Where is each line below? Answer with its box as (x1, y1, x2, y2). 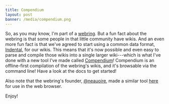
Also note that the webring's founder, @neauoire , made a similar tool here (5, 78, 159, 84)
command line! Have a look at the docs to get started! (5, 68, 117, 74)
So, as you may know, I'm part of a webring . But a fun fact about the (5, 31, 147, 37)
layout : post (5, 12, 33, 17)
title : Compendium (5, 7, 44, 13)
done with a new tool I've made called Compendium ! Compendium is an (5, 58, 155, 64)
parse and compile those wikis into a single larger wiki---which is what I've (5, 52, 161, 58)
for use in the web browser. (5, 83, 62, 89)
